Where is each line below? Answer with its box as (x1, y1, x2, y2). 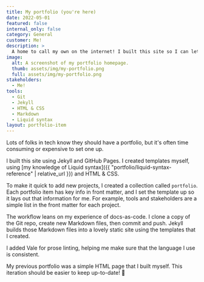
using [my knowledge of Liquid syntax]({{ (6, 164, 110, 171)
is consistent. (6, 251, 40, 258)
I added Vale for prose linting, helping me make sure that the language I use (6, 244, 195, 252)
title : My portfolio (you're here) (6, 9, 97, 15)
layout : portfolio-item (6, 122, 67, 129)
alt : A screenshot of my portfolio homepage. (12, 60, 129, 66)
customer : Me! (6, 37, 42, 43)
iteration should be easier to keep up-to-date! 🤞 (6, 269, 126, 277)
